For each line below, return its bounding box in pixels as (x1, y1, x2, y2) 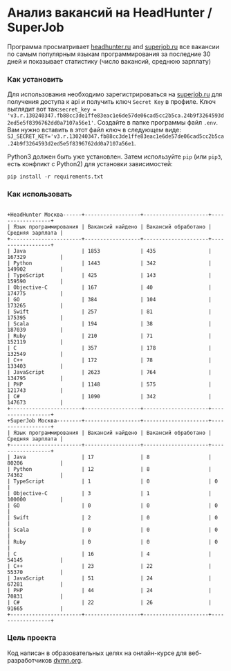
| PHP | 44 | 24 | (7, 587, 212, 593)
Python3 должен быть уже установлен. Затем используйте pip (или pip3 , (7, 152, 223, 161)
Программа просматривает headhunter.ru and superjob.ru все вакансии (7, 42, 220, 51)
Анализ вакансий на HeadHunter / (7, 5, 212, 21)
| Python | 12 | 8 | (7, 465, 212, 472)
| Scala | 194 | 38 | (7, 320, 212, 327)
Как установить (7, 74, 64, 84)
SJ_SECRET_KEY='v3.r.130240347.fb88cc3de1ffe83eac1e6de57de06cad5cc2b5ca (7, 133, 225, 140)
